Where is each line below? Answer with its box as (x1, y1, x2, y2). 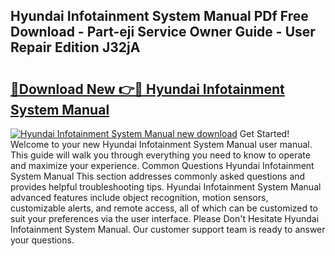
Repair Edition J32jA (10, 39, 141, 56)
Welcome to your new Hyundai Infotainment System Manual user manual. (10, 139, 313, 150)
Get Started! (239, 128, 290, 139)
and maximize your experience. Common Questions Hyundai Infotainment (10, 160, 315, 171)
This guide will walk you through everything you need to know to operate (10, 149, 311, 161)
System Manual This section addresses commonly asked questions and (10, 170, 306, 182)
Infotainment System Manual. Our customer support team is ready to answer (10, 224, 326, 235)
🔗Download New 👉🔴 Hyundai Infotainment (10, 80, 285, 98)
